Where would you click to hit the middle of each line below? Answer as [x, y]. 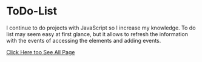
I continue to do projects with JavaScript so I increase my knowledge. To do [101, 28]
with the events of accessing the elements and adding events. [84, 40]
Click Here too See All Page [41, 52]
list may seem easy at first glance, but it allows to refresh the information [97, 34]
